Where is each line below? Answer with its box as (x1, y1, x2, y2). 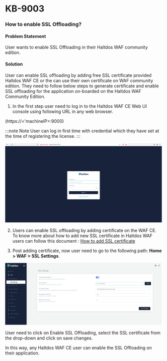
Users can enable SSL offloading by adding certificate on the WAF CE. (12, 228, 157, 234)
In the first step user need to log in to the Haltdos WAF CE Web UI (12, 103, 147, 109)
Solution (5, 61, 23, 67)
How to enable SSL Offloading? (5, 21, 82, 28)
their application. (5, 350, 40, 356)
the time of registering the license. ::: (5, 133, 81, 139)
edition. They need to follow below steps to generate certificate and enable (5, 83, 159, 89)
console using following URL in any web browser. (12, 108, 113, 114)
